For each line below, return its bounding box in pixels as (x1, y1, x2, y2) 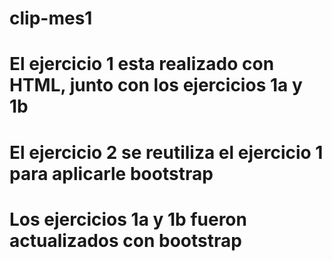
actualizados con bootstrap (9, 229, 242, 252)
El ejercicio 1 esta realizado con (9, 53, 275, 76)
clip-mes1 (9, 7, 93, 30)
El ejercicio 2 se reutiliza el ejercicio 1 (9, 141, 324, 164)
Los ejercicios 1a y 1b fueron (9, 208, 247, 231)
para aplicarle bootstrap (9, 162, 214, 185)
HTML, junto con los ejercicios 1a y (9, 74, 303, 97)
